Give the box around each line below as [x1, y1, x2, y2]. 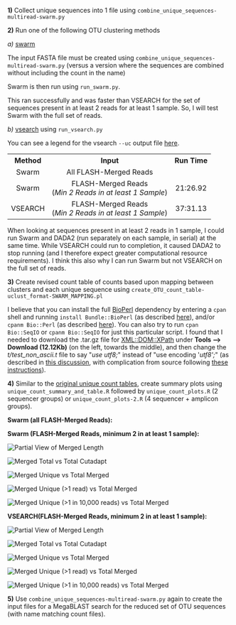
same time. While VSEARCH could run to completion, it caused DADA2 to [7, 241, 221, 249]
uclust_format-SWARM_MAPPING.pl [7, 293, 103, 300]
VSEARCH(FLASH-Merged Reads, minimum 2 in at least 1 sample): [7, 512, 208, 521]
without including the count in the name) [7, 69, 126, 77]
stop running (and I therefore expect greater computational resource [7, 249, 208, 257]
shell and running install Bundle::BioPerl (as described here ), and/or [7, 312, 215, 321]
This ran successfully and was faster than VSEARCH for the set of [7, 96, 200, 104]
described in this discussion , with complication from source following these [7, 358, 229, 366]
